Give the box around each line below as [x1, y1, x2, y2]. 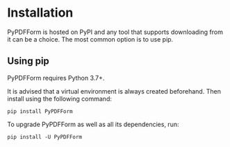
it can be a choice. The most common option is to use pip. [7, 35, 174, 43]
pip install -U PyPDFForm [7, 133, 82, 140]
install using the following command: [7, 94, 113, 103]
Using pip [7, 55, 50, 67]
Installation [7, 5, 74, 21]
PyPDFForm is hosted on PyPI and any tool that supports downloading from [7, 28, 224, 36]
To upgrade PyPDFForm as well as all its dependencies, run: [7, 120, 179, 128]
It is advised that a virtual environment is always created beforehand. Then [7, 87, 221, 95]
